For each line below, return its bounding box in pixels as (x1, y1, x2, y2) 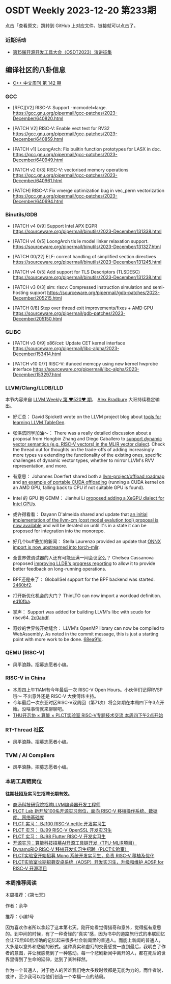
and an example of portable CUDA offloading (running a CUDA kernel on (12, 479, 164, 485)
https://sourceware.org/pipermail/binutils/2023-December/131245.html (12, 259, 162, 265)
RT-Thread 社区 (5, 726, 44, 733)
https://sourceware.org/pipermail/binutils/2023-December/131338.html (12, 228, 162, 234)
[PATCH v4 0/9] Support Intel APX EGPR (12, 223, 98, 229)
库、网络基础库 (12, 814, 44, 820)
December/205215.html (12, 294, 62, 301)
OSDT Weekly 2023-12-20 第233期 (5, 5, 156, 16)
